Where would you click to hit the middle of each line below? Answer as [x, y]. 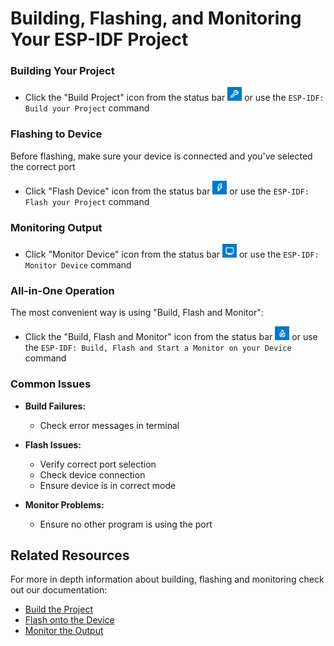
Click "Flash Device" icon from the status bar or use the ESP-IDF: [167, 191]
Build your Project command [87, 108]
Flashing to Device [56, 134]
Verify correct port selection [98, 464]
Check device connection [92, 474]
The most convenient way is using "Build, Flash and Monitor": [137, 313]
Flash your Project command [87, 201]
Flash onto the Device [69, 620]
